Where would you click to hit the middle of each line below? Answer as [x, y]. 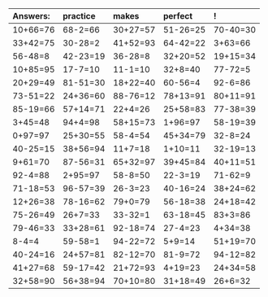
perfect [178, 16]
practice [79, 16]
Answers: [31, 16]
